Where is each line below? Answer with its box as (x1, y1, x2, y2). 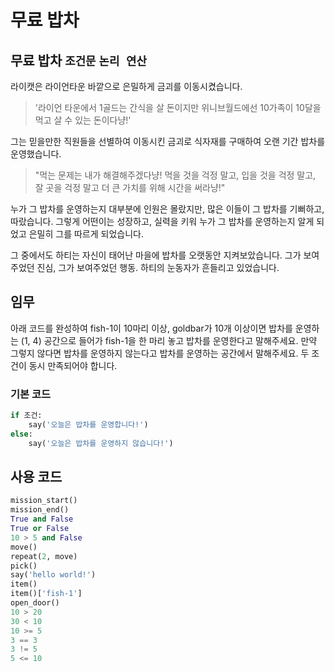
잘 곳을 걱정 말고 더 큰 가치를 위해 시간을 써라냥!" (34, 182, 226, 193)
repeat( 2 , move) (10, 551, 78, 561)
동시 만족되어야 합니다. (28, 359, 118, 371)
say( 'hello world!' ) (10, 570, 97, 580)
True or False (10, 524, 70, 534)
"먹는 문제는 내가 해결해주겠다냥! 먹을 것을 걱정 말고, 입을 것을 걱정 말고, (34, 169, 317, 181)
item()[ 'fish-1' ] (10, 589, 83, 599)
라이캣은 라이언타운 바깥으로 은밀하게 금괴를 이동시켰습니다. (10, 81, 243, 92)
